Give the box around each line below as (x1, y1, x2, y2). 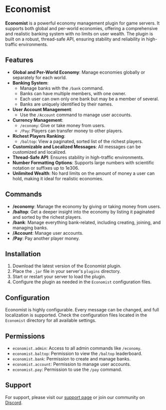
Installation (5, 249, 41, 258)
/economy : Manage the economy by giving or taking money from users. (12, 203, 161, 209)
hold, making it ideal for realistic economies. (12, 175, 103, 181)
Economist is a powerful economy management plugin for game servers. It (5, 20, 160, 26)
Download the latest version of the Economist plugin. (12, 263, 121, 269)
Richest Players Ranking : (12, 133, 65, 139)
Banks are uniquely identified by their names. (19, 101, 113, 107)
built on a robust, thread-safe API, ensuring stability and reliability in (5, 36, 145, 42)
